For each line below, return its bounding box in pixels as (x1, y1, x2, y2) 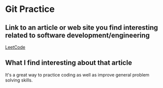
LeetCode (5, 44, 26, 50)
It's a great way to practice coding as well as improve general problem (5, 72, 150, 78)
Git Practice (5, 3, 55, 15)
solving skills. (5, 77, 33, 83)
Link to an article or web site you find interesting (5, 23, 159, 32)
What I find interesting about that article (5, 59, 132, 67)
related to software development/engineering (5, 31, 150, 39)
